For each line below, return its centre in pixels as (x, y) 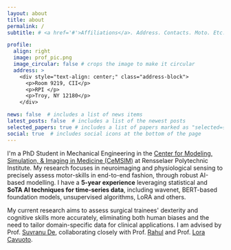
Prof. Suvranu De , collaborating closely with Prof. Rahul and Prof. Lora (106, 232)
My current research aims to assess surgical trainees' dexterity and (102, 210)
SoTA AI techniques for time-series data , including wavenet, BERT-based (112, 190)
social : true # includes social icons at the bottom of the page (104, 134)
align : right (32, 51)
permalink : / (26, 26)
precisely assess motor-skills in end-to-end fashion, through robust (103, 175)
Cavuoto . (20, 239)
